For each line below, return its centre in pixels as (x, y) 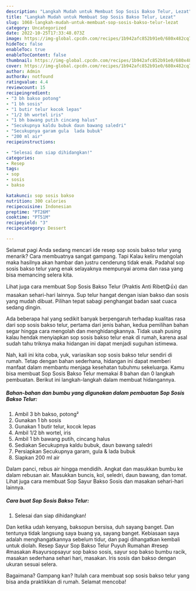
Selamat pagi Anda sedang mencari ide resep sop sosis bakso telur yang (94, 250)
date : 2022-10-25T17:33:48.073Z (45, 33)
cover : (14, 66)
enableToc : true (26, 50)
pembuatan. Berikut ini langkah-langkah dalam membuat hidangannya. (91, 379)
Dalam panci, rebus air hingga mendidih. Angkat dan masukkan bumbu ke (95, 469)
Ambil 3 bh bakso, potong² (47, 414)
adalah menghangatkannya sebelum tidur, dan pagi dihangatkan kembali (93, 539)
